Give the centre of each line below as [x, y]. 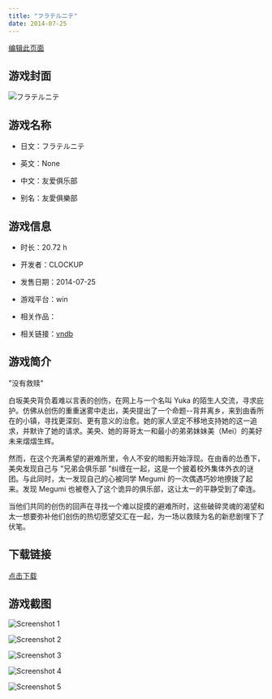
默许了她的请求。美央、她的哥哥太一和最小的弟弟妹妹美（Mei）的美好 [146, 430]
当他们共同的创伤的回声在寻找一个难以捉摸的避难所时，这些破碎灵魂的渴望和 [136, 506]
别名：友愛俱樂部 [49, 198]
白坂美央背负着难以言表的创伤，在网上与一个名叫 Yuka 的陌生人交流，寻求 [133, 400]
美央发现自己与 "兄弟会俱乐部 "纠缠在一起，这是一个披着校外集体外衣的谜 [131, 468]
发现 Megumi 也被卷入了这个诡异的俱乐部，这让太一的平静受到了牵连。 [141, 488]
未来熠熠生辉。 [33, 441]
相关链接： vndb [47, 334]
